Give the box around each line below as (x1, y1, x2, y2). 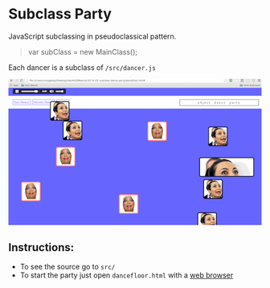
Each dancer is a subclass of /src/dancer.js (8, 62, 157, 72)
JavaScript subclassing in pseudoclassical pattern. (8, 31, 177, 41)
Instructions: (8, 241, 75, 254)
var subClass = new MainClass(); (27, 47, 138, 56)
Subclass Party (8, 5, 112, 23)
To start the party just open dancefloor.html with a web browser (19, 270, 234, 280)
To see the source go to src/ (19, 262, 116, 272)
